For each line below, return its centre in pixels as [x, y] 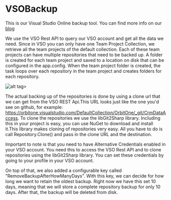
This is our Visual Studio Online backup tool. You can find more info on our [84, 23]
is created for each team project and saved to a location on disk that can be [85, 60]
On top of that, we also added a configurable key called [64, 170]
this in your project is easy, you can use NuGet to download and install [79, 123]
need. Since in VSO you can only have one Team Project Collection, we [80, 43]
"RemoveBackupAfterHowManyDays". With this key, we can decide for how [85, 176]
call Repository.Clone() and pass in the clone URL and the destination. [79, 134]
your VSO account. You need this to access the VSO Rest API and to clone [83, 149]
